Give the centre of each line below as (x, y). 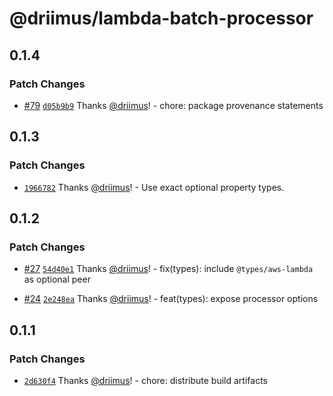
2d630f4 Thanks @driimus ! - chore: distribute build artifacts (145, 380)
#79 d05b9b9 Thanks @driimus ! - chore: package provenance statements (173, 105)
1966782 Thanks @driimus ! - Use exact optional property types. (154, 187)
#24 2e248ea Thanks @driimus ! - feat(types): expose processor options (171, 299)
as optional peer (57, 279)
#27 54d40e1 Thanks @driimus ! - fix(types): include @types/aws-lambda (168, 269)
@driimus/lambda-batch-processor (161, 18)
